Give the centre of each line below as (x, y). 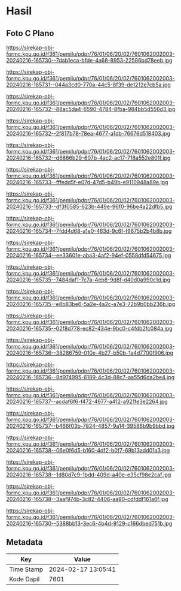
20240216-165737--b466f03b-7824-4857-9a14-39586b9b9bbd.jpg (90, 426)
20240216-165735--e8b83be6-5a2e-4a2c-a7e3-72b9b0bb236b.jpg (91, 304)
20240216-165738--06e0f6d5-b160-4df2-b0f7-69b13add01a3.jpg (88, 450)
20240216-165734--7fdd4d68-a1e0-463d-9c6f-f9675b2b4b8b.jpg (89, 231)
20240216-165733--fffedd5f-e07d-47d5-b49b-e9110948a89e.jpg (87, 182)
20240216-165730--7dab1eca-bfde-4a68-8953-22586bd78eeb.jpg (89, 60)
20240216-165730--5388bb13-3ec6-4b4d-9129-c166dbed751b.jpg (89, 523)
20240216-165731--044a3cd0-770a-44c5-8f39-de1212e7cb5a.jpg (89, 85)
